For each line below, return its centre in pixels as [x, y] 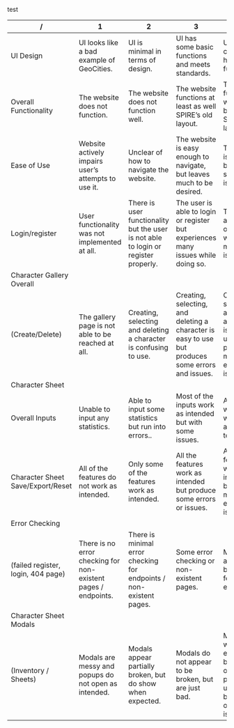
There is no [97, 543]
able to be [95, 334]
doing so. [191, 264]
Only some [146, 464]
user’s [89, 170]
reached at [96, 343]
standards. [193, 73]
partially [142, 666]
